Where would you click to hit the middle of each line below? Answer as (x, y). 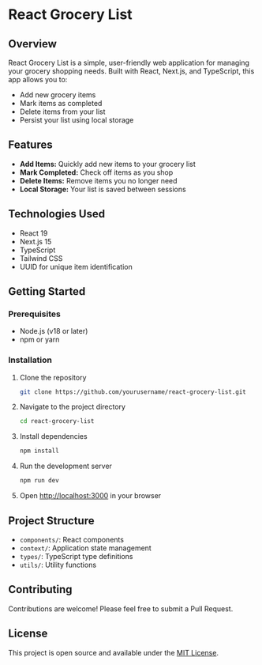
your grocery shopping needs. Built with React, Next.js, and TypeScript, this (131, 71)
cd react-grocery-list (57, 421)
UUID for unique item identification (76, 266)
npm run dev (39, 481)
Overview (33, 44)
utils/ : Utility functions (58, 565)
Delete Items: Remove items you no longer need (98, 180)
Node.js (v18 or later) (54, 331)
